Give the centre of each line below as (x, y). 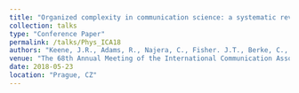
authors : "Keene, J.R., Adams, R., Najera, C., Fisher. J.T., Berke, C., (149, 50)
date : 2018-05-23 (41, 67)
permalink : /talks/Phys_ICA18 (65, 42)
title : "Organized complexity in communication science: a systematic (143, 17)
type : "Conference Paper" (57, 34)
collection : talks (43, 26)
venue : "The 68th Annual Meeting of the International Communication (141, 58)
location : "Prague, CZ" (53, 75)
